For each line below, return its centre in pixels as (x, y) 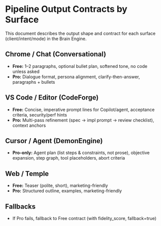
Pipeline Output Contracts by (66, 9)
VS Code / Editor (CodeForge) (52, 98)
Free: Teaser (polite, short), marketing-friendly (60, 186)
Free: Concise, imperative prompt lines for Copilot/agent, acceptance (83, 110)
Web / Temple (27, 174)
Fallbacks (20, 206)
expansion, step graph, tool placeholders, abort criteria (69, 158)
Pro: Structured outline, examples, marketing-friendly (67, 191)
